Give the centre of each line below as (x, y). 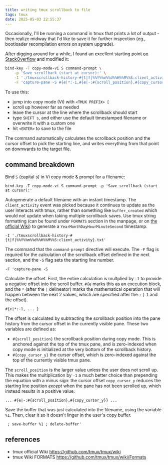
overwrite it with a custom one (43, 123)
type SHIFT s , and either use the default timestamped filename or (79, 118)
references (23, 440)
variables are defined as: (31, 329)
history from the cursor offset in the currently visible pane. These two (77, 323)
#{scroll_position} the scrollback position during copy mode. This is (84, 338)
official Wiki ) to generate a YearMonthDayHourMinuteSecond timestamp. (76, 226)
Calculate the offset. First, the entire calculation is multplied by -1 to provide (83, 278)
